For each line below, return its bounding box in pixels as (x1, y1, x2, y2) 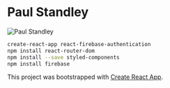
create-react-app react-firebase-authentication (7, 41, 151, 47)
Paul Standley (7, 4, 89, 20)
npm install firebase (7, 60, 70, 67)
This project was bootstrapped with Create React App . (7, 73, 164, 81)
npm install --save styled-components (7, 54, 120, 61)
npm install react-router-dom (7, 47, 95, 54)
